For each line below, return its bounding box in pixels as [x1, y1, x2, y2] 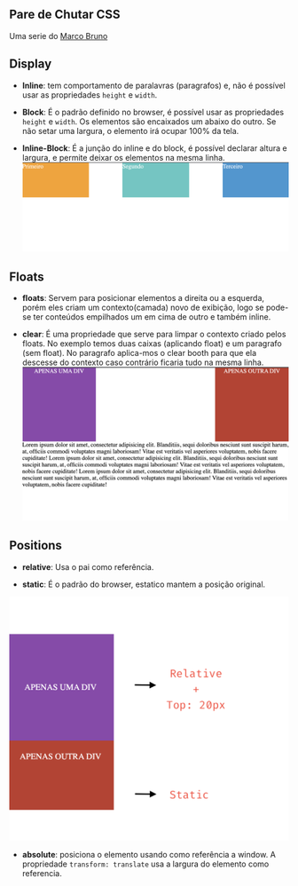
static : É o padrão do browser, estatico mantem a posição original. [21, 579, 266, 589]
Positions [9, 538, 62, 553]
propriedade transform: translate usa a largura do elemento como [21, 858, 270, 869]
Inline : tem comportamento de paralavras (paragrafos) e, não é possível [21, 80, 286, 91]
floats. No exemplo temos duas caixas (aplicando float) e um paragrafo [21, 338, 282, 349]
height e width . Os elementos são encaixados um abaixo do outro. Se [21, 115, 277, 127]
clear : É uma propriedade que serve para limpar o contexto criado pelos [21, 328, 286, 340]
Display [9, 57, 52, 72]
